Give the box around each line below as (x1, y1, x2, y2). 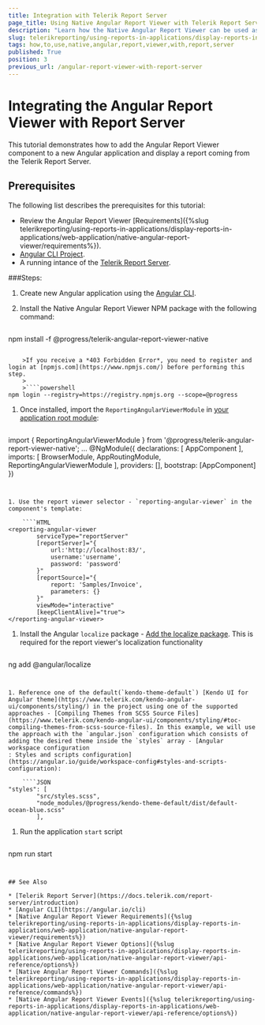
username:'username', (50, 553, 122, 561)
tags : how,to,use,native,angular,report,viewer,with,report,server (8, 41, 235, 49)
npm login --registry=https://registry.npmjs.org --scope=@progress (8, 391, 238, 398)
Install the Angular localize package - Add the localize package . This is (19, 629, 254, 638)
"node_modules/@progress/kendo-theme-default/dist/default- (36, 799, 238, 807)
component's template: (8, 504, 83, 513)
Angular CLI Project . (19, 249, 85, 259)
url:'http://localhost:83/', (50, 546, 147, 554)
